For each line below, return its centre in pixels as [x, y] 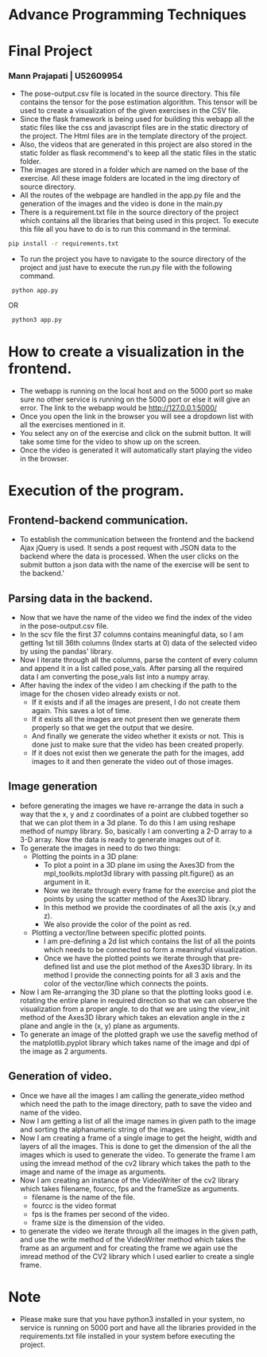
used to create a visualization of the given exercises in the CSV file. [130, 110]
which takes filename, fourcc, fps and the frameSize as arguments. [130, 1188]
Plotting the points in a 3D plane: [85, 856]
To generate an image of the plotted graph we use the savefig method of [139, 1034]
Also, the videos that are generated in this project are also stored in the [136, 144]
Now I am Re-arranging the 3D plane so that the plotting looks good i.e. [136, 992]
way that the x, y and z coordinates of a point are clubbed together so [134, 814]
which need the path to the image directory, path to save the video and [136, 1104]
